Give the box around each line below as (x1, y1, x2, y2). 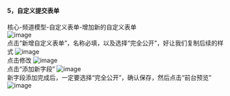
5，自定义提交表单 (7, 6, 60, 15)
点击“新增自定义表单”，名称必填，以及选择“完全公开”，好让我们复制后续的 (7, 39, 218, 48)
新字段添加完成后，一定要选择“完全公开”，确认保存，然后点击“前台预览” (7, 73, 212, 82)
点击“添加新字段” (7, 65, 55, 73)
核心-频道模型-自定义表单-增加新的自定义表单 (7, 23, 137, 31)
